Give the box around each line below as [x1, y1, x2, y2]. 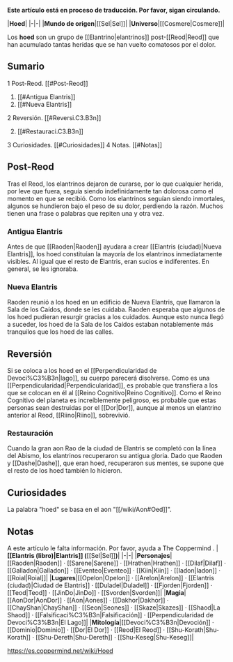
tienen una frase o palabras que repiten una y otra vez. [7, 209, 165, 217]
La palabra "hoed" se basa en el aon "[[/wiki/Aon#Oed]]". [7, 506, 172, 514]
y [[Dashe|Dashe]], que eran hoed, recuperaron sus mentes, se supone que [7, 459, 225, 467]
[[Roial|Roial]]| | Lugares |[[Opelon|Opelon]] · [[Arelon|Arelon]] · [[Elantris [7, 573, 214, 582]
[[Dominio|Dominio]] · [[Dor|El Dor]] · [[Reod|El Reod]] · [7, 625, 166, 634]
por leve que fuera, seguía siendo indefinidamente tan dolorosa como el [7, 186, 214, 195]
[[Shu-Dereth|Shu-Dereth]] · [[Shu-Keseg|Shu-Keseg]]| [35, 633, 194, 641]
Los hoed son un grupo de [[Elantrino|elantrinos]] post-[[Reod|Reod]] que [7, 33, 220, 41]
